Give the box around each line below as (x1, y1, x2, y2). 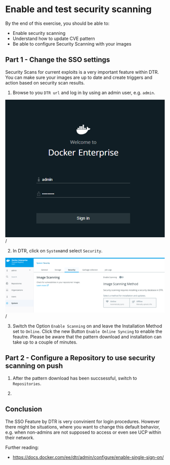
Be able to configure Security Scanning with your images (12, 40, 132, 47)
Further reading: (5, 444, 39, 450)
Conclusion (5, 405, 42, 413)
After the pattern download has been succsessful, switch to (12, 375, 138, 381)
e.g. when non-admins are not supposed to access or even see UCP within (5, 429, 161, 435)
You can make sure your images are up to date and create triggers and (5, 74, 153, 80)
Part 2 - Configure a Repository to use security (5, 354, 155, 362)
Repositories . (12, 381, 41, 387)
